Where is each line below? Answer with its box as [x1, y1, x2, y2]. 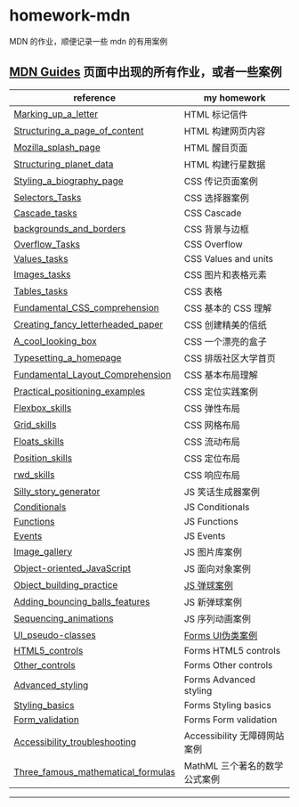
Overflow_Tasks [13, 238, 80, 250]
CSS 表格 [183, 285, 222, 298]
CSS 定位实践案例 [183, 385, 258, 397]
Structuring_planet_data [13, 158, 114, 170]
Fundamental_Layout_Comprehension [13, 368, 172, 380]
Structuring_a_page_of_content [13, 124, 144, 136]
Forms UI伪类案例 [183, 629, 258, 641]
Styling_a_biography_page [13, 175, 124, 187]
